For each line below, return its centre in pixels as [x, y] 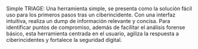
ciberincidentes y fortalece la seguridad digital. [64, 40]
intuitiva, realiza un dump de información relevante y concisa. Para [88, 21]
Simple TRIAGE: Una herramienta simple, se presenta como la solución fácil [99, 9]
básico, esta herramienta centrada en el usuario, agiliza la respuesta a [93, 34]
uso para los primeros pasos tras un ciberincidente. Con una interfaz [91, 15]
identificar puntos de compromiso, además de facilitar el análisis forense [96, 27]
